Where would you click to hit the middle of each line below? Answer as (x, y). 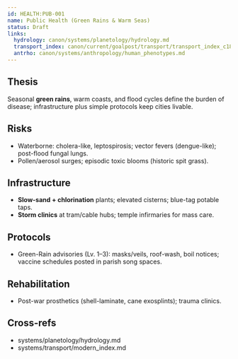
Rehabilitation (39, 284)
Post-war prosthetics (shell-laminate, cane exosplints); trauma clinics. (119, 300)
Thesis (23, 82)
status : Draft (28, 27)
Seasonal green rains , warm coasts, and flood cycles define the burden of (116, 99)
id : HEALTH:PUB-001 (36, 14)
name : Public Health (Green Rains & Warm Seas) (79, 20)
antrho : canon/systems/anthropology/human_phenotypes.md (100, 54)
